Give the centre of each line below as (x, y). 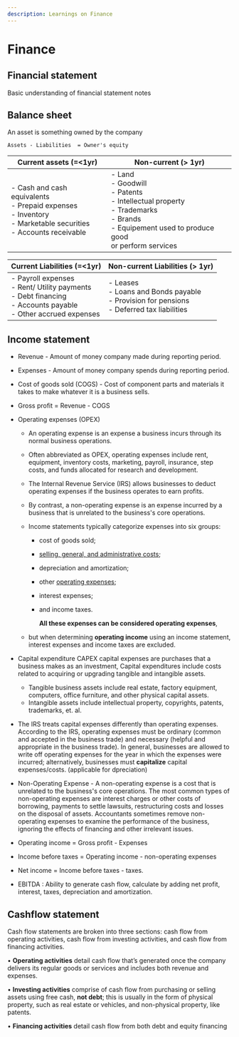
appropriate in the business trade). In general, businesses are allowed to (123, 747)
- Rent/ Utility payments (51, 288)
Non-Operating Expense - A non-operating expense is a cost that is (117, 784)
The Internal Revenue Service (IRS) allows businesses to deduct (122, 484)
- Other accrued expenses (55, 314)
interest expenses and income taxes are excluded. (102, 645)
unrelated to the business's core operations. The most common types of (123, 791)
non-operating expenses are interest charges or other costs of (109, 799)
